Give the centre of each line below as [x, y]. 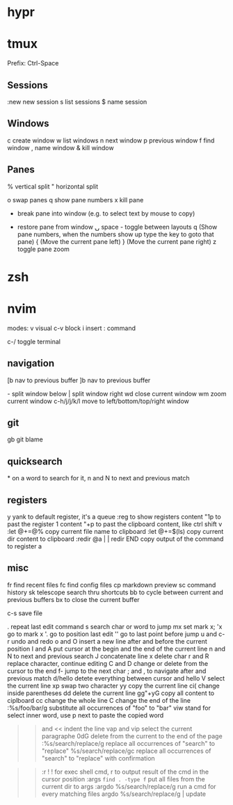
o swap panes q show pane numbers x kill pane [75, 200]
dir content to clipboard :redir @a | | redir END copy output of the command [115, 539]
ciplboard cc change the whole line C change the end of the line [99, 700]
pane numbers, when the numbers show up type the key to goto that [115, 234]
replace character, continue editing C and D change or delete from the [108, 663]
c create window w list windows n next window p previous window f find [111, 140]
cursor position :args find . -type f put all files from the [123, 779]
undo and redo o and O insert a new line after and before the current [109, 641]
